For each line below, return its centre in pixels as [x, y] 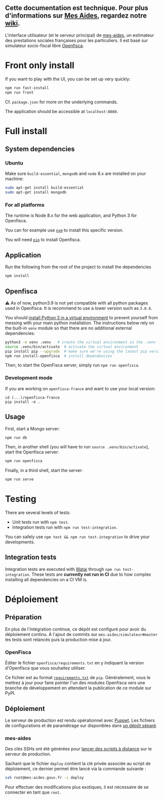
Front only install [40, 65]
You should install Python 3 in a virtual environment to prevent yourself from [82, 317]
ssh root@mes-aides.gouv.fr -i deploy [44, 778]
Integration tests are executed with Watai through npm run [63, 569]
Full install [26, 131]
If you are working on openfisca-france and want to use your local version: [80, 388]
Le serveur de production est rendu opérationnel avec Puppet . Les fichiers [80, 720]
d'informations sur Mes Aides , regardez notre [76, 16]
